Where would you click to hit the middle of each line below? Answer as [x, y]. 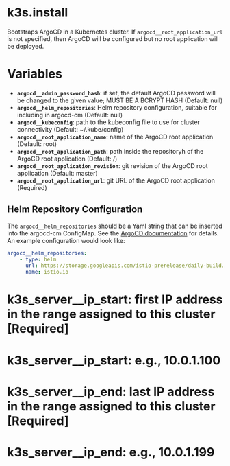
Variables [35, 74]
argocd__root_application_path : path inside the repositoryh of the [110, 151]
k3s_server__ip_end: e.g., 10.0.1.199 [111, 452]
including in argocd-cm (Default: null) [70, 115]
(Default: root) [37, 144]
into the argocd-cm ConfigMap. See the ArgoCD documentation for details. [113, 233]
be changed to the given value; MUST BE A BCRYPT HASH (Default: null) [120, 100]
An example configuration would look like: [66, 240]
